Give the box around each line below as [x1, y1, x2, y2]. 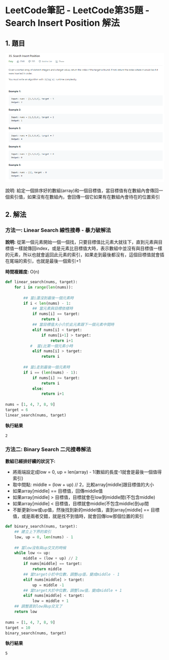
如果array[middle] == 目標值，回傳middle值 [12, 488, 103, 494]
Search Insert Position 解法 [5, 17, 120, 29]
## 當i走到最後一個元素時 [23, 365, 70, 370]
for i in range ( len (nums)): [14, 285, 73, 290]
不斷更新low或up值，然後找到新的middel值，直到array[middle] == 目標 [12, 507, 160, 513]
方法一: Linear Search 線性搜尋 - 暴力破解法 [5, 226, 111, 233]
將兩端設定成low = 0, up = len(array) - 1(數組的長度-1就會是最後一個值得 [12, 469, 162, 475]
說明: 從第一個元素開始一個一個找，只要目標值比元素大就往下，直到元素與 [5, 239, 158, 245]
